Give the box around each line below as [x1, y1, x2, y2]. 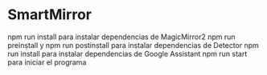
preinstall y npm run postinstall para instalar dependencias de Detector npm [7, 40, 259, 49]
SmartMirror [7, 6, 92, 24]
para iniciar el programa [7, 57, 87, 67]
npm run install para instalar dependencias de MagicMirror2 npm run [7, 32, 236, 41]
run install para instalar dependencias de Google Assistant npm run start [7, 49, 248, 58]
